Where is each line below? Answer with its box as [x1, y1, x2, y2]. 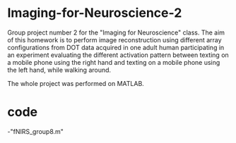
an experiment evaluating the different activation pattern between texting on [7, 51, 230, 59]
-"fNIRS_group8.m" [7, 127, 64, 135]
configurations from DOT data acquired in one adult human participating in [7, 43, 225, 51]
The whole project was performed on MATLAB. [7, 79, 145, 87]
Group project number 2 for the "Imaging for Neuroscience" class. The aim [7, 28, 225, 37]
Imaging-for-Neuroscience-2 [7, 5, 182, 21]
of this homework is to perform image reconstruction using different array [7, 35, 222, 44]
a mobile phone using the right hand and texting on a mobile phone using [7, 58, 220, 66]
